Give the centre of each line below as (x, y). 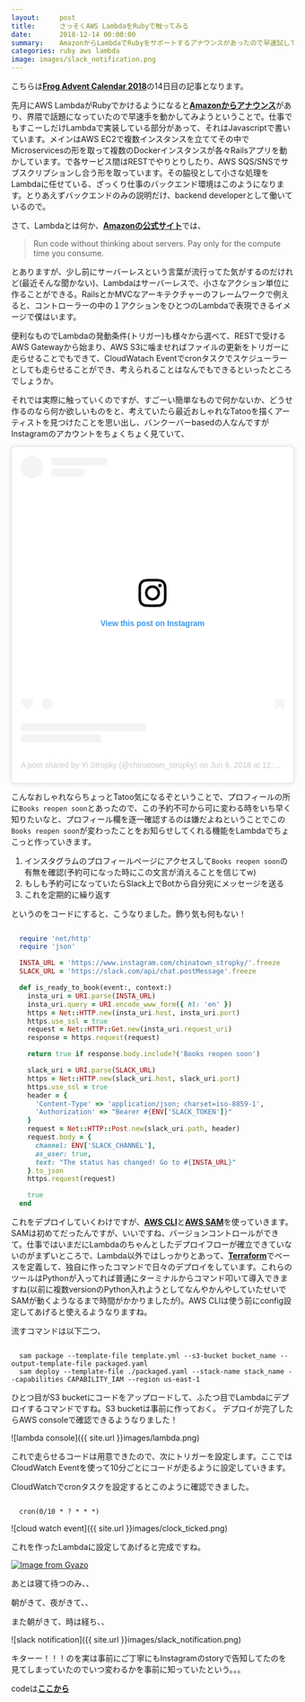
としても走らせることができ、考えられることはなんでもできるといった (140, 369)
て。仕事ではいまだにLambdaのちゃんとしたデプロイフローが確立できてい (148, 1245)
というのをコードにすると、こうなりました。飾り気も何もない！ (129, 913)
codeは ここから (40, 1689)
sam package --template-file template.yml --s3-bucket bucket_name (148, 1356)
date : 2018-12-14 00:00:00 (74, 34)
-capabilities (38, 1380)
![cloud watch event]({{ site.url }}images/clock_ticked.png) (119, 1528)
